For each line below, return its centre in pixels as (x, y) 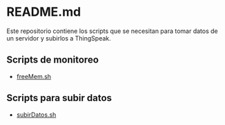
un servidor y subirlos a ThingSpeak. (59, 38)
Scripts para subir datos (59, 98)
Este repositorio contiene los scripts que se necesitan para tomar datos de (112, 31)
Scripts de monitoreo (53, 60)
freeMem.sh (34, 76)
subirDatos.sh (36, 115)
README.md (44, 12)
